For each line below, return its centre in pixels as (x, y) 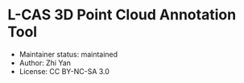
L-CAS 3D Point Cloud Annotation (122, 15)
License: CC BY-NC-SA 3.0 (64, 71)
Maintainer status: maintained (68, 54)
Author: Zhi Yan (45, 63)
